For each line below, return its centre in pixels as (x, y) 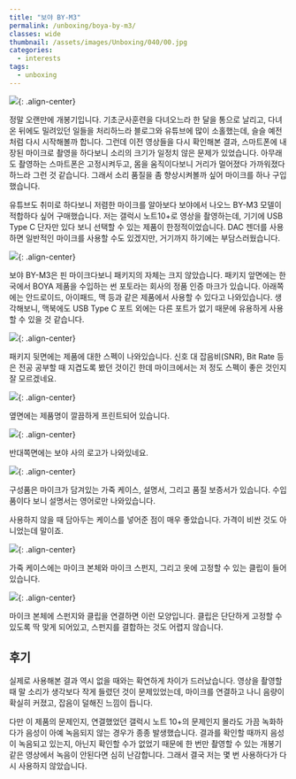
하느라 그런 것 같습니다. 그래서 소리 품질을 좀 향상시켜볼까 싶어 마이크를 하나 (140, 174)
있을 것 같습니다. (56, 319)
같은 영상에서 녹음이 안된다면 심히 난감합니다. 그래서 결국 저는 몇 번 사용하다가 (144, 754)
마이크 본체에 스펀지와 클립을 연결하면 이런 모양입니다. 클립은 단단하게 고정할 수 (146, 615)
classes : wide (35, 34)
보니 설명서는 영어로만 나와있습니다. (94, 500)
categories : (31, 50)
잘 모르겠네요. (33, 378)
